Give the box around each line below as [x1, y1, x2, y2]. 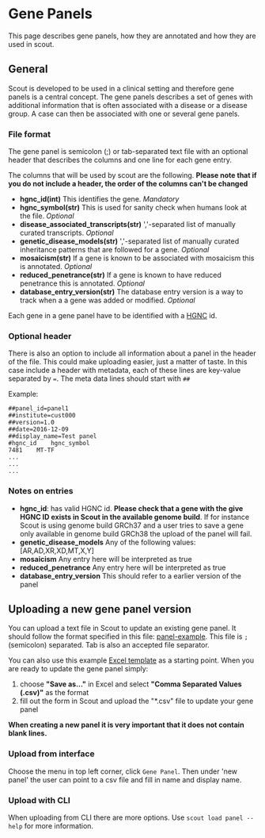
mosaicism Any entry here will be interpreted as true [19, 554, 192, 563]
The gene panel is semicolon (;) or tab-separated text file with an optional [8, 147, 248, 156]
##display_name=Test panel [8, 432, 97, 440]
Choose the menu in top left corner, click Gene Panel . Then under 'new [8, 767, 238, 776]
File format [8, 129, 51, 140]
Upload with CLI [8, 794, 70, 805]
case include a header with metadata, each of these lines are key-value [8, 366, 241, 375]
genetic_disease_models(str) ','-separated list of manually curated [19, 236, 240, 246]
